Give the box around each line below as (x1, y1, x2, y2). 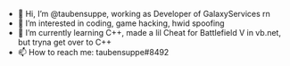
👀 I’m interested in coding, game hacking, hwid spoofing (17, 18, 225, 29)
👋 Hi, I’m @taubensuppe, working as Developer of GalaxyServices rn (17, 9, 270, 19)
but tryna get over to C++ (17, 37, 112, 47)
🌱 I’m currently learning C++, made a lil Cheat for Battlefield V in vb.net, (17, 28, 281, 37)
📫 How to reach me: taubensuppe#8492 (17, 47, 170, 57)
